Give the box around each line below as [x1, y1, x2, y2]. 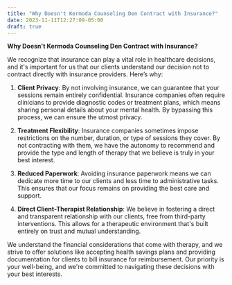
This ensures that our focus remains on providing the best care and [17, 184, 210, 193]
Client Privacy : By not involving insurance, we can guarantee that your [17, 84, 220, 92]
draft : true [7, 23, 42, 30]
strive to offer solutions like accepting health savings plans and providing [7, 248, 216, 257]
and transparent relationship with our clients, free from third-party [17, 212, 206, 221]
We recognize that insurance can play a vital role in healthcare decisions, [7, 55, 216, 64]
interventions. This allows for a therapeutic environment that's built [17, 220, 209, 228]
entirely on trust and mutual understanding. [17, 227, 141, 236]
